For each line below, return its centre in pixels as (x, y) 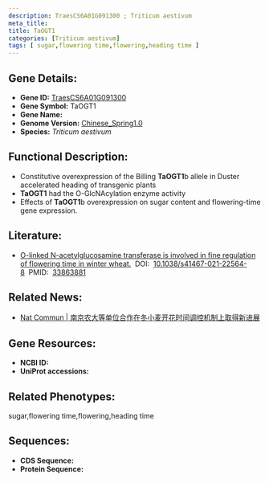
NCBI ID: (35, 363)
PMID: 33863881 (57, 272)
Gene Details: (43, 78)
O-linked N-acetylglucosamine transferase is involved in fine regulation (138, 255)
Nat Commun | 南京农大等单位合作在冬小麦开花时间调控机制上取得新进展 (140, 317)
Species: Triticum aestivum (65, 131)
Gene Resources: (52, 343)
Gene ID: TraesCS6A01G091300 (73, 97)
